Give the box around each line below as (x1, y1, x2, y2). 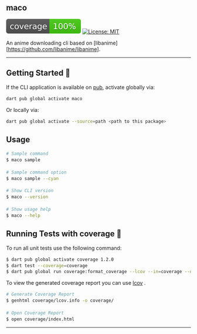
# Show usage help (6, 206, 51, 213)
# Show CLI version (6, 188, 54, 194)
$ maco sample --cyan (6, 175, 59, 182)
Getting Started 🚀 (6, 68, 71, 78)
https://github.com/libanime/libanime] (8, 45, 99, 53)
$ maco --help (6, 212, 41, 219)
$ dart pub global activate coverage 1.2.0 (6, 256, 114, 263)
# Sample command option (6, 169, 67, 175)
